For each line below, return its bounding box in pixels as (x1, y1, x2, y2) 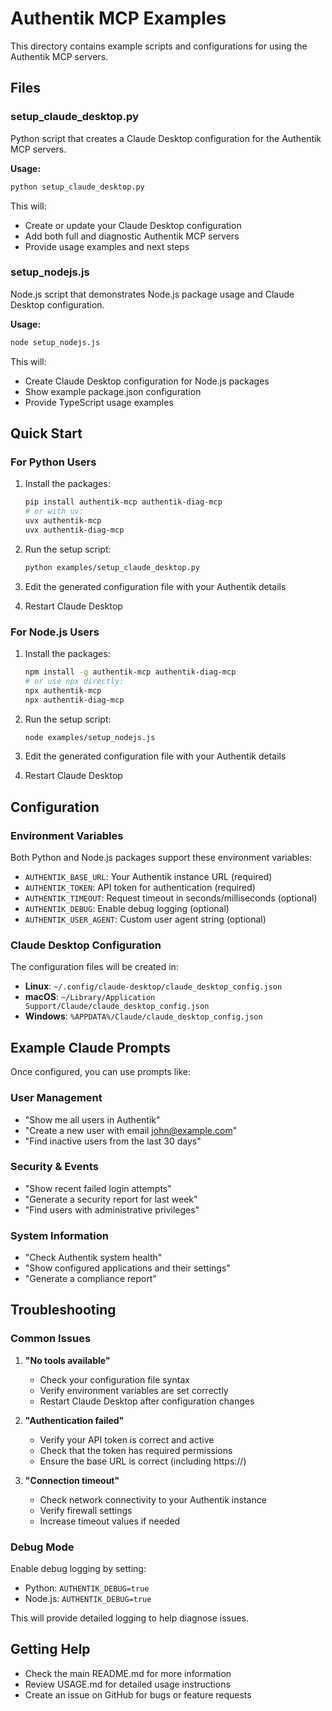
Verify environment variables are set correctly (39, 1384, 229, 1396)
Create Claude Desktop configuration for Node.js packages (24, 375, 270, 387)
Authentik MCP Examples (10, 7, 227, 30)
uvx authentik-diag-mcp (24, 525, 125, 535)
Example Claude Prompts (10, 1039, 172, 1056)
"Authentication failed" (24, 1414, 125, 1426)
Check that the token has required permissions (39, 1444, 233, 1456)
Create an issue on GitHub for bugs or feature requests (24, 1688, 252, 1701)
